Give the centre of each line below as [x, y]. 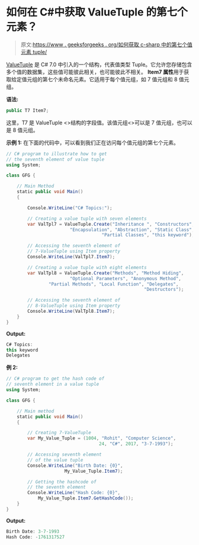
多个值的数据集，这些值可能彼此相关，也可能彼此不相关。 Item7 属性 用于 [95, 72]
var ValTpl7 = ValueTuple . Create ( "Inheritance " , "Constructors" [110, 224]
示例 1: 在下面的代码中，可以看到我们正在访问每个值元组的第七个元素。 [92, 142]
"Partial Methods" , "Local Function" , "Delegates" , [113, 284]
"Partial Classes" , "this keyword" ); [148, 235]
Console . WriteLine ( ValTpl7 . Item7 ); [71, 257]
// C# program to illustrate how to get [57, 154]
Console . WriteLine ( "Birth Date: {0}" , [75, 466]
